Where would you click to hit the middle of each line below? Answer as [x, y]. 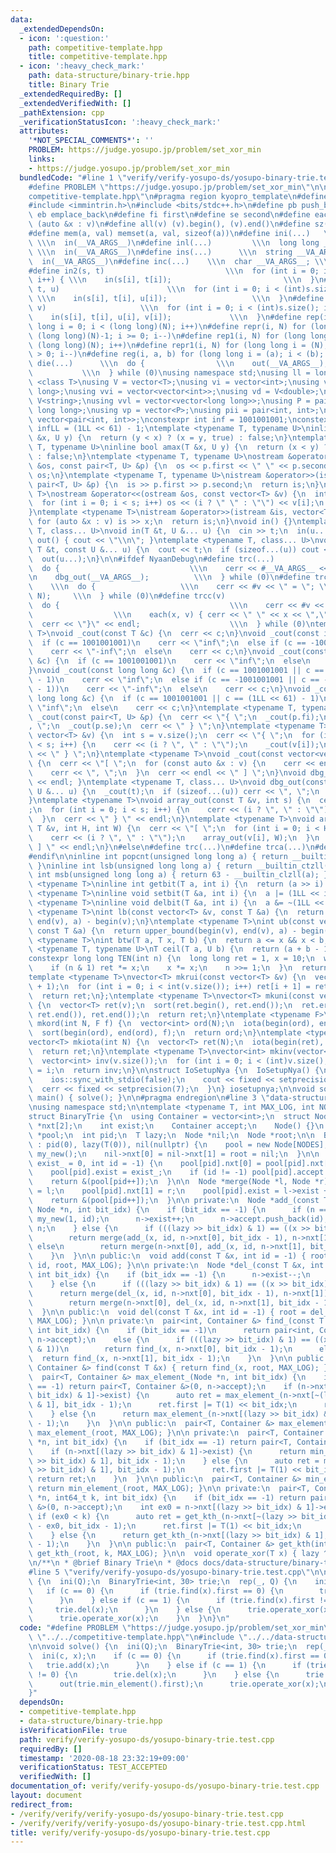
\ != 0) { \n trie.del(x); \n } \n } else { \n [154, 1674]
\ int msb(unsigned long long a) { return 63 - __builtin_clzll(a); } [178, 875]
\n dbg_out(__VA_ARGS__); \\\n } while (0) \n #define [169, 577]
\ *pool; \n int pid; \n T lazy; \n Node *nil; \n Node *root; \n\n [171, 1135]
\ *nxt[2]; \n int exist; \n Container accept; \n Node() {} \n [176, 1126]
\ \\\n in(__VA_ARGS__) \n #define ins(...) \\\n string [160, 252]
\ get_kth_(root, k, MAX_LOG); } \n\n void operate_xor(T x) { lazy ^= [180, 1554]
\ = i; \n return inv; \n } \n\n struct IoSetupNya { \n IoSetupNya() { [174, 1070]
